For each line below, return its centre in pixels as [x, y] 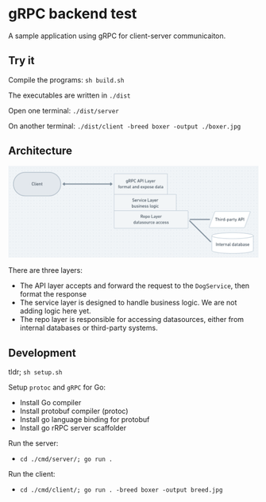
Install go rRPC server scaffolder [73, 427]
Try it [21, 61]
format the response [53, 294]
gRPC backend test [73, 14]
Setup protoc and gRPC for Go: [57, 387]
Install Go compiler [50, 402]
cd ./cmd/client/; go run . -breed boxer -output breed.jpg [121, 490]
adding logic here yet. [55, 311]
